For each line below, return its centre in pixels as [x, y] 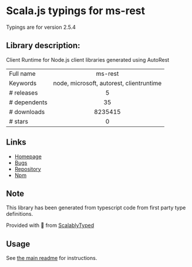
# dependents [28, 102]
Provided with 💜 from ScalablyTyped [50, 225]
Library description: [43, 46]
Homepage [28, 156]
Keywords [23, 83]
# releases [23, 92]
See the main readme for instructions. [52, 258]
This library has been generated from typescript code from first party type [96, 208]
